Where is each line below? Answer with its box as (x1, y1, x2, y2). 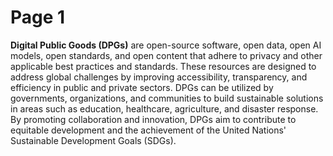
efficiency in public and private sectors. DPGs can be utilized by (10, 81, 274, 93)
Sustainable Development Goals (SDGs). (10, 134, 177, 146)
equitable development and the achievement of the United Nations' (10, 124, 287, 136)
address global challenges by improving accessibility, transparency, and (10, 71, 308, 83)
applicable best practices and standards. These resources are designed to (10, 60, 317, 72)
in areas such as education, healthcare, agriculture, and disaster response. (10, 102, 319, 115)
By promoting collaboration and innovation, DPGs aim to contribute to (10, 113, 297, 125)
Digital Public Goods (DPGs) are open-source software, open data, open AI (10, 39, 322, 51)
